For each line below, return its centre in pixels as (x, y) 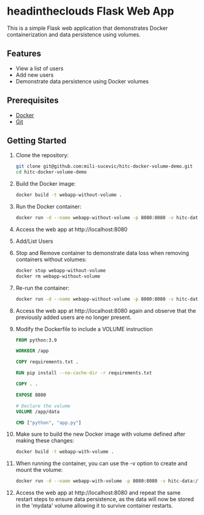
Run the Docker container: (48, 206)
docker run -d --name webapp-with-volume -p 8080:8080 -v (90, 481)
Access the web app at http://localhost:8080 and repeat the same (98, 493)
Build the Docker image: (46, 184)
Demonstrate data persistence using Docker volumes (82, 81)
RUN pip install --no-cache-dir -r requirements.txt (84, 373)
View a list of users (39, 68)
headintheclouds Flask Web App (91, 11)
